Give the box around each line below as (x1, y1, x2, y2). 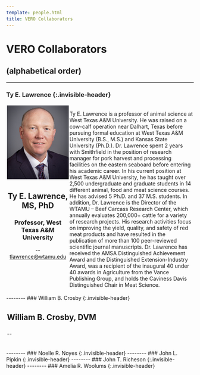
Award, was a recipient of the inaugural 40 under (69, 262, 189, 269)
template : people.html (6, 10, 62, 16)
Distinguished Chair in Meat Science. (69, 281, 160, 289)
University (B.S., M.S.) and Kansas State (69, 135, 168, 142)
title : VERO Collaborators (6, 16, 73, 22)
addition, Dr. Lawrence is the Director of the (69, 199, 177, 206)
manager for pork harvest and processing (69, 154, 171, 162)
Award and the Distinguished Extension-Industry (69, 256, 189, 263)
